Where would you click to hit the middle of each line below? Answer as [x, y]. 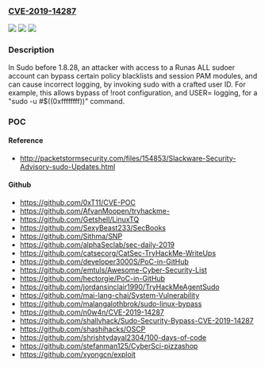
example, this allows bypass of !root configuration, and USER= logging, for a [133, 92]
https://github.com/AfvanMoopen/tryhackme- [95, 211]
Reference [26, 141]
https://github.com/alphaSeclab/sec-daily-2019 [97, 245]
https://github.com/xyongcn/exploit [78, 354]
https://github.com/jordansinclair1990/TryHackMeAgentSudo [119, 287]
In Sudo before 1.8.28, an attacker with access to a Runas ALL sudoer [122, 67]
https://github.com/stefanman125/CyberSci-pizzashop [109, 346]
